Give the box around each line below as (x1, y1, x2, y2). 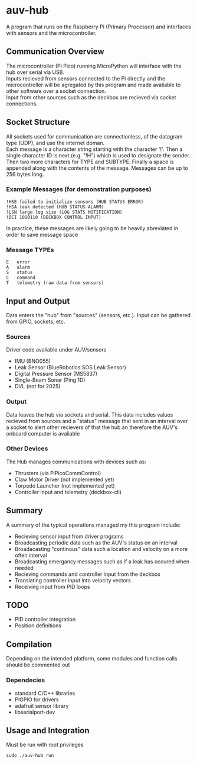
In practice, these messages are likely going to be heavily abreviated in (6, 224, 179, 231)
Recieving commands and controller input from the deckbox (14, 570, 161, 578)
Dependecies (6, 676, 45, 684)
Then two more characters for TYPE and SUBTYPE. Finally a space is (6, 158, 174, 165)
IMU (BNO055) (14, 357, 51, 365)
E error (6, 259, 31, 265)
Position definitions (14, 622, 62, 629)
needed (14, 564, 34, 571)
